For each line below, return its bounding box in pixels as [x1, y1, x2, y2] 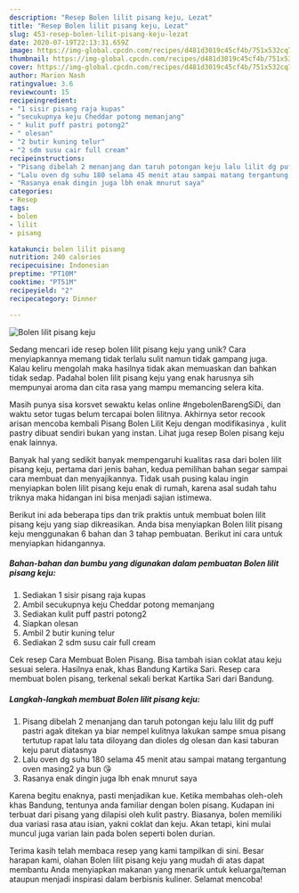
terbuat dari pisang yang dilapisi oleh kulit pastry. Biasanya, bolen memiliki [9, 809, 282, 820]
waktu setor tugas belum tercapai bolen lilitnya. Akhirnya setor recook [9, 408, 266, 419]
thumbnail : [9, 54, 50, 63]
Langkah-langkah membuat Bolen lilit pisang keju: [9, 694, 200, 705]
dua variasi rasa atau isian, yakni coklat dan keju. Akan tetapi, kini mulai [9, 819, 271, 830]
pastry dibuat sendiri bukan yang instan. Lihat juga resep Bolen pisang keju [9, 427, 285, 438]
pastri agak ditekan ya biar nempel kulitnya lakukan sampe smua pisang [21, 725, 287, 736]
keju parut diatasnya [21, 745, 98, 756]
